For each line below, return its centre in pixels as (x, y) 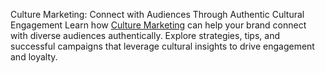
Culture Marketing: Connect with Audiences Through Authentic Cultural (157, 14)
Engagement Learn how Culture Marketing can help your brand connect (158, 25)
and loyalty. (34, 57)
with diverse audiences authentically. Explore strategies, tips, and (145, 35)
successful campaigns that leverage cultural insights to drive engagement (162, 46)
